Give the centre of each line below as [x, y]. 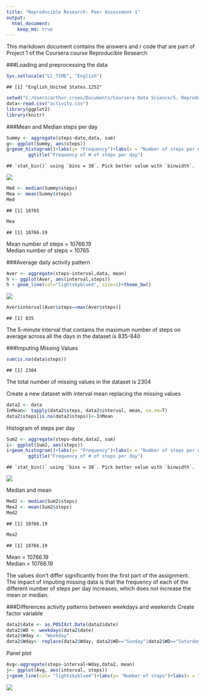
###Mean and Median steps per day [52, 127]
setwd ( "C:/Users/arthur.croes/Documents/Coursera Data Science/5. [92, 98]
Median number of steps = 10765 [48, 250]
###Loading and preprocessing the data [57, 65]
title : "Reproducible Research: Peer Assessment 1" [73, 12]
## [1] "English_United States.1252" [54, 87]
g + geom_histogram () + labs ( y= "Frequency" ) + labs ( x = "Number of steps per [101, 149]
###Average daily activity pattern [48, 262]
